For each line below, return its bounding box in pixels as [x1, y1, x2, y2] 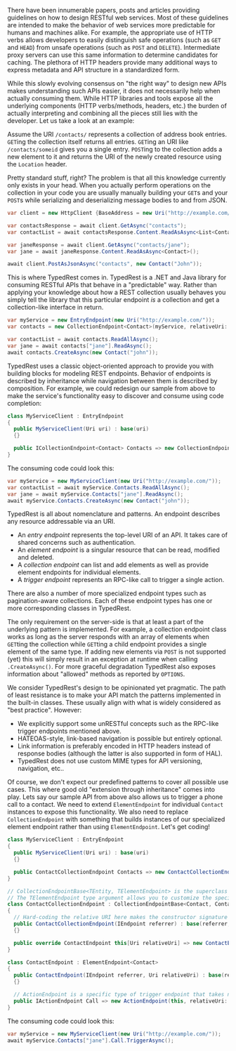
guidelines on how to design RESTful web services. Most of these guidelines [7, 13, 229, 22]
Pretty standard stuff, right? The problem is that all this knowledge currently [7, 173, 226, 182]
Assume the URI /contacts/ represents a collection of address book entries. [7, 130, 227, 138]
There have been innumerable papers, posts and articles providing [7, 6, 200, 14]
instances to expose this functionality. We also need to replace [7, 807, 188, 817]
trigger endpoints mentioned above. [17, 727, 122, 736]
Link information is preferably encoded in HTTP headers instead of [17, 742, 211, 751]
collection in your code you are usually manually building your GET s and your [7, 189, 228, 197]
